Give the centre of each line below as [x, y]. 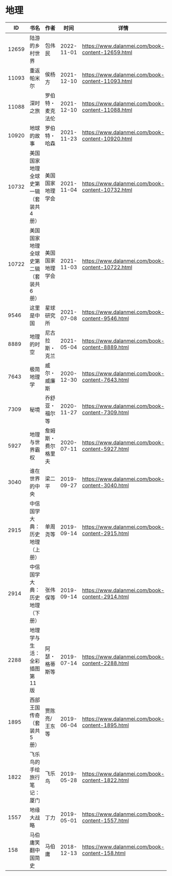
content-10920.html [107, 139]
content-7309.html [105, 412]
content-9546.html [105, 318]
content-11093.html [107, 81]
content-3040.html [105, 485]
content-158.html [104, 853]
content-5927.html [105, 449]
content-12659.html [107, 52]
